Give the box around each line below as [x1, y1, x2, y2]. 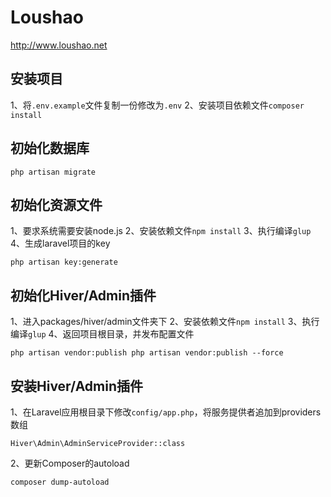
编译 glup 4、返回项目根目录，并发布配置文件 [10, 328, 195, 340]
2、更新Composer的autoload [10, 457, 130, 469]
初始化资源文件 [10, 196, 103, 213]
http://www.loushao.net [10, 39, 108, 51]
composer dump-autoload [10, 477, 110, 487]
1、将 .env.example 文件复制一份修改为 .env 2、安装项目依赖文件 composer [10, 99, 305, 111]
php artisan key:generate [10, 257, 118, 268]
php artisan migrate [10, 167, 97, 177]
